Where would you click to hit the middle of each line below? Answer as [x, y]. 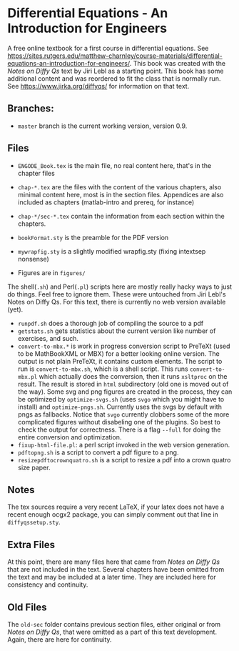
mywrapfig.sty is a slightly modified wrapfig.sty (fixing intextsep [112, 251]
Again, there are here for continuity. [60, 640]
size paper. [34, 467]
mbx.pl [27, 377]
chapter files [36, 173]
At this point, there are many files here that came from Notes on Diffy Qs [113, 562]
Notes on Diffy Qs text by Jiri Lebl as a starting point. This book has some [116, 71]
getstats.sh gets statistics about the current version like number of [117, 331]
